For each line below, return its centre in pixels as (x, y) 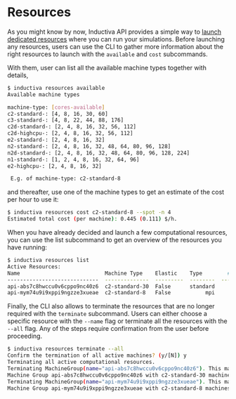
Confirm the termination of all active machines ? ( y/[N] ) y (97, 355)
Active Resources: (34, 267)
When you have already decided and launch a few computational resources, (117, 233)
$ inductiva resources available (56, 88)
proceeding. (25, 336)
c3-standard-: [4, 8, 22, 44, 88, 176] (66, 120)
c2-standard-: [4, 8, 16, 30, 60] (58, 114)
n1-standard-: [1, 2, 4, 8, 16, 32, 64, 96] (73, 159)
